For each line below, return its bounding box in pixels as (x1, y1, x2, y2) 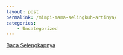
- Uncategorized (17, 25, 58, 32)
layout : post (6, 8, 39, 15)
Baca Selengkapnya (6, 42, 56, 49)
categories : (6, 20, 36, 26)
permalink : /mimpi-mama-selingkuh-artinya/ (6, 14, 118, 20)
